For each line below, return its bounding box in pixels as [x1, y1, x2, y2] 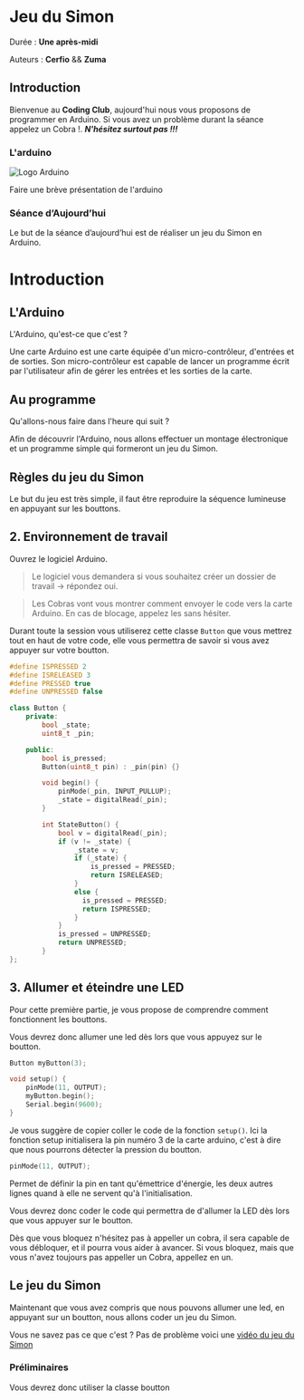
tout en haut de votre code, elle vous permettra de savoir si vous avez [9, 634, 270, 645]
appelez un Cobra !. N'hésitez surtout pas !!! [9, 123, 178, 134]
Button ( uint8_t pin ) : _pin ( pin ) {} [42, 762, 180, 771]
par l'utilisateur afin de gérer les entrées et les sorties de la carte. [9, 365, 253, 377]
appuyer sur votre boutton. [9, 644, 109, 655]
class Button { [9, 704, 67, 713]
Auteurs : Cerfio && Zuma [9, 53, 107, 64]
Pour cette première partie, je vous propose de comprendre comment [9, 1004, 269, 1015]
